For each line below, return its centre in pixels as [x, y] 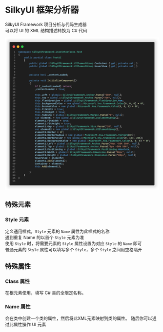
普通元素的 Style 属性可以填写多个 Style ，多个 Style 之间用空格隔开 [74, 249]
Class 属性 [18, 281]
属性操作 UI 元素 [30, 324]
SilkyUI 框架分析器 [42, 10]
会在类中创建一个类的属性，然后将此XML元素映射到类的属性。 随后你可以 [79, 318]
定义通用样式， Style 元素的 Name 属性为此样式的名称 [57, 231]
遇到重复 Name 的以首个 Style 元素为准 [45, 237]
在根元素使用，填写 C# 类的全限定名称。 [46, 293]
